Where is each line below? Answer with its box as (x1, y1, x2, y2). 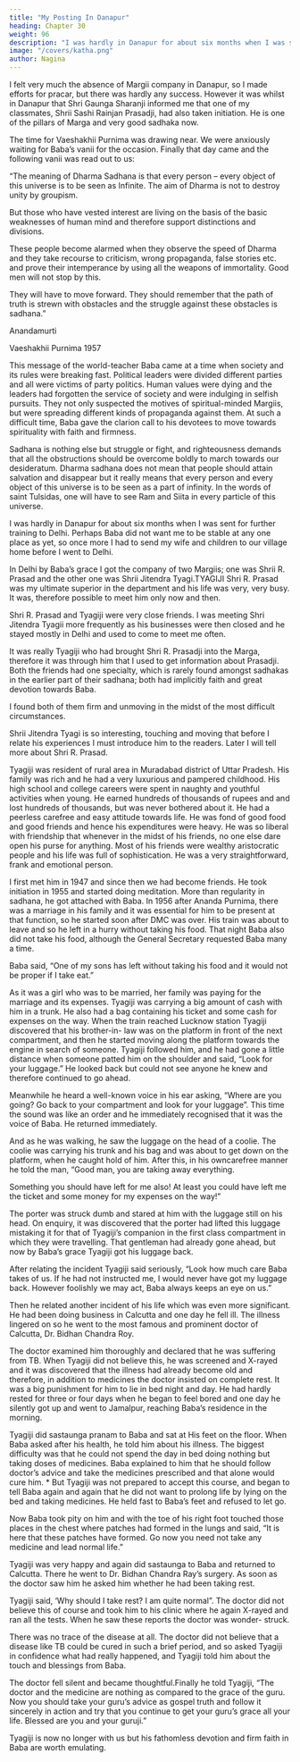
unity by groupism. (9, 189, 79, 200)
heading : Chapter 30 (9, 21, 87, 30)
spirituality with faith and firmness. (9, 426, 137, 437)
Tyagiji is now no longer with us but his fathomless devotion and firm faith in (9, 1733, 289, 1743)
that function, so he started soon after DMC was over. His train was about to (9, 915, 289, 925)
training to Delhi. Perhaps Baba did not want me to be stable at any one (9, 528, 271, 538)
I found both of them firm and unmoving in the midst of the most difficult (9, 701, 275, 711)
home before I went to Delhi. (9, 547, 114, 557)
